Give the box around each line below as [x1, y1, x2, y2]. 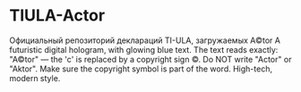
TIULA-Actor [9, 5, 106, 26]
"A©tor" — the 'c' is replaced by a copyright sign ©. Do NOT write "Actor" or [9, 54, 292, 64]
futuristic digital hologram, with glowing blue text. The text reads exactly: [9, 44, 279, 54]
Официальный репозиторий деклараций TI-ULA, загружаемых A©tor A [9, 35, 280, 46]
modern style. [9, 72, 61, 83]
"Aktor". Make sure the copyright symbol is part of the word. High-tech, [9, 63, 273, 74]
